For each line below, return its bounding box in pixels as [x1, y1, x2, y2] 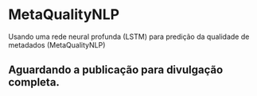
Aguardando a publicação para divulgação [8, 63, 224, 77]
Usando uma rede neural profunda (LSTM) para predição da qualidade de [8, 32, 250, 41]
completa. [8, 75, 60, 89]
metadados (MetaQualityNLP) [8, 40, 106, 49]
